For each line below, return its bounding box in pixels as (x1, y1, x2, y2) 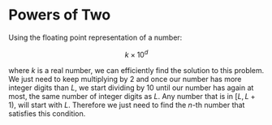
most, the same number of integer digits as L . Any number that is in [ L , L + (8, 91, 256, 101)
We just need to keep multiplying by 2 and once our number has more (8, 74, 242, 84)
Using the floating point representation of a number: (8, 32, 183, 42)
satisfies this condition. (8, 108, 86, 119)
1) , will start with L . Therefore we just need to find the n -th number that (8, 100, 245, 110)
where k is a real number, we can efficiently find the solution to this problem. (8, 65, 265, 75)
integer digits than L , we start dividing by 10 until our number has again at (8, 83, 254, 93)
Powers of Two (8, 6, 111, 24)
